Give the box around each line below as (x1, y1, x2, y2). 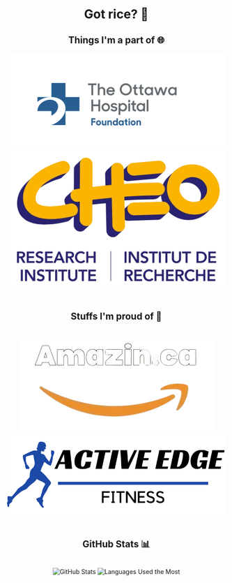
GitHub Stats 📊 (82, 538, 150, 550)
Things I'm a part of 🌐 (68, 34, 165, 46)
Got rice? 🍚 (84, 6, 149, 22)
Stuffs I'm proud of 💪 (70, 311, 162, 323)
